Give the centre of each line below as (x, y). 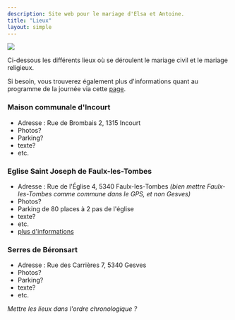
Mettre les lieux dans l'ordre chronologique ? (72, 309)
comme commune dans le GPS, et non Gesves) (122, 194)
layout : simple (30, 27)
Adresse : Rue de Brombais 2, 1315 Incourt (79, 123)
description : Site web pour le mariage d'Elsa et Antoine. (96, 14)
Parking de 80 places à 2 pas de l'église (76, 208)
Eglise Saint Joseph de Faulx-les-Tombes (80, 171)
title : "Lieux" (30, 20)
